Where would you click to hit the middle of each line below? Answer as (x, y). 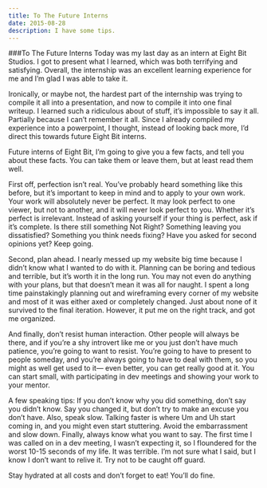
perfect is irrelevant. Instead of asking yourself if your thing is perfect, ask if (133, 218)
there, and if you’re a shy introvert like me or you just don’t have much (123, 343)
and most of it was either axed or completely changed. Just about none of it (133, 302)
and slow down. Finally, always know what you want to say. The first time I (130, 434)
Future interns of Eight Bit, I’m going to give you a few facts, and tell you (126, 152)
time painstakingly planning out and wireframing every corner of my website (133, 293)
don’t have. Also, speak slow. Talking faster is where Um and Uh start (122, 418)
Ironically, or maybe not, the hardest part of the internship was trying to (126, 94)
